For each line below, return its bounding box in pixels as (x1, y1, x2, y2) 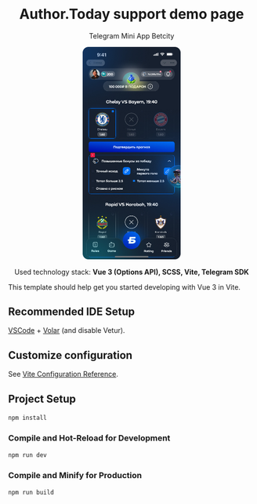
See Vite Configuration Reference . (8, 370, 119, 379)
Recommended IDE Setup (8, 305, 136, 318)
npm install (8, 414, 47, 422)
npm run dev (8, 451, 47, 459)
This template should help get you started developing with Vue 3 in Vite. (8, 282, 241, 291)
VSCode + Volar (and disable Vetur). (8, 326, 125, 335)
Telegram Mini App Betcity (89, 31, 175, 40)
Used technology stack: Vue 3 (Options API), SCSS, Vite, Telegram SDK (14, 267, 249, 276)
